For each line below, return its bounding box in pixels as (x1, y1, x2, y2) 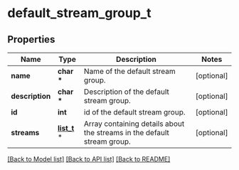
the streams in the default (84, 128, 169, 137)
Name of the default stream (84, 66, 176, 76)
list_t (57, 123, 75, 133)
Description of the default (84, 87, 169, 97)
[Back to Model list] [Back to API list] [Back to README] (7, 155, 171, 163)
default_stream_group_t (7, 5, 152, 21)
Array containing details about (84, 119, 185, 129)
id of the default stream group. (84, 107, 186, 117)
